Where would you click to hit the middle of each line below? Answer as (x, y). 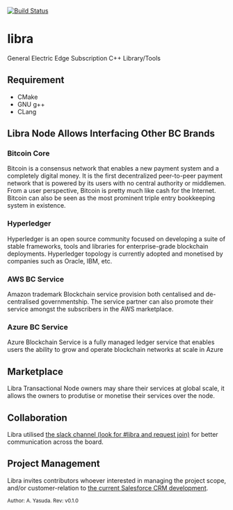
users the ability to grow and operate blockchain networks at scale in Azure (115, 350)
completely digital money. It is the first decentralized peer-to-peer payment (115, 176)
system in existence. (37, 206)
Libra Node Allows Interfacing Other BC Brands (111, 133)
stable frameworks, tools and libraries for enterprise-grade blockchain (108, 246)
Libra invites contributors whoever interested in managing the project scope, (117, 480)
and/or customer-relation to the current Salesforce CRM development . (108, 488)
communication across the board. (56, 442)
